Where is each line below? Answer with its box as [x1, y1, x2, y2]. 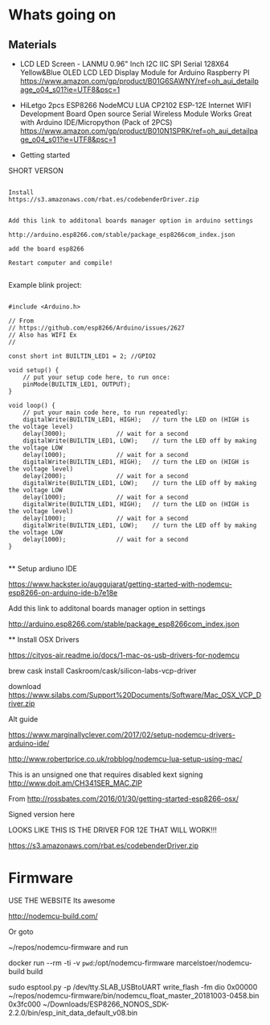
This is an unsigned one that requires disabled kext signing [8, 770, 203, 779]
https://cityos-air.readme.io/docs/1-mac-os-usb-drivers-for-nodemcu [8, 650, 239, 660]
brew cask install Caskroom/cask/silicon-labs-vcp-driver [8, 666, 197, 675]
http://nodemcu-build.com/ [8, 911, 98, 920]
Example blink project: [8, 280, 82, 289]
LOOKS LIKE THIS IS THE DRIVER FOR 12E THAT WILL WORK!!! [8, 825, 217, 835]
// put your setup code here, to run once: [22, 373, 171, 381]
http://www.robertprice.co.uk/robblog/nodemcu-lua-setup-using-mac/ [8, 754, 243, 763]
